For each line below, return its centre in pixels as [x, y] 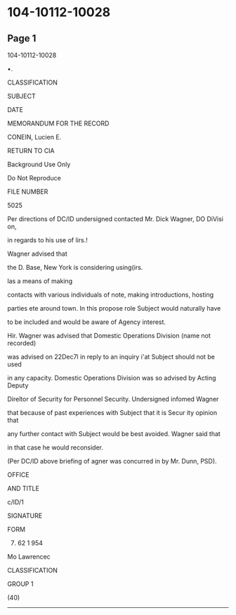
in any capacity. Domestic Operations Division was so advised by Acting [112, 378]
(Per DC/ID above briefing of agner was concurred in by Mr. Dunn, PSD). [112, 461]
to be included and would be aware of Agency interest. [87, 322]
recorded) [22, 343]
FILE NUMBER [28, 192]
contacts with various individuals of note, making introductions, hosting [111, 294]
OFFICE [18, 475]
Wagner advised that [38, 254]
